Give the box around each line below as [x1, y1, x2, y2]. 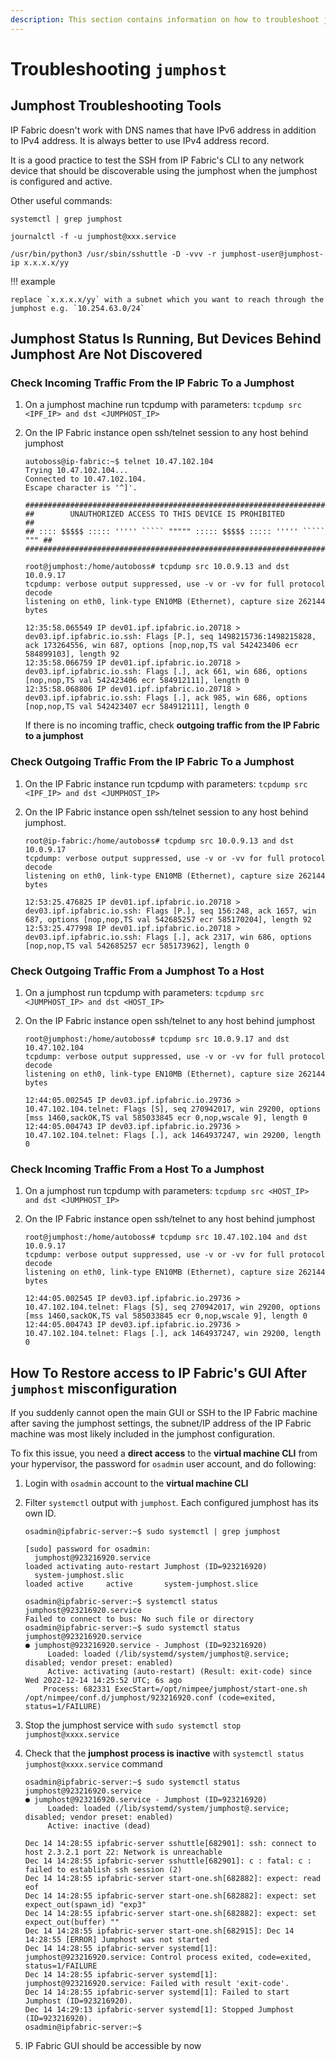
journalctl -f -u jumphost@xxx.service [10, 231, 177, 241]
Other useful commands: [10, 194, 113, 206]
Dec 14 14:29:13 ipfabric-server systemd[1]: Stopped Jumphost [24, 2005, 295, 2015]
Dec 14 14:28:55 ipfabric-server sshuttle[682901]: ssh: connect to [24, 1839, 317, 1849]
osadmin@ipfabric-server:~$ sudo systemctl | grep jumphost [24, 1527, 281, 1537]
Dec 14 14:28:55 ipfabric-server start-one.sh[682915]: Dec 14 [24, 1926, 295, 1936]
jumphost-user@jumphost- [220, 249, 325, 259]
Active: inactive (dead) [47, 1821, 152, 1831]
